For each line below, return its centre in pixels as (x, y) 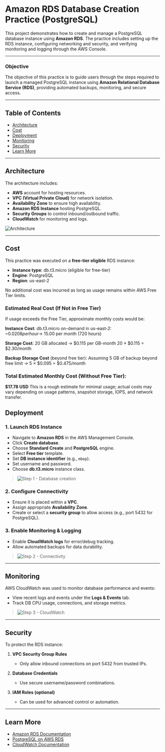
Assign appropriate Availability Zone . (50, 507)
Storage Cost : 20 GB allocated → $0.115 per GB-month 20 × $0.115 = (75, 343)
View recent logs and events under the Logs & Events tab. (71, 598)
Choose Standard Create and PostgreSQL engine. (63, 448)
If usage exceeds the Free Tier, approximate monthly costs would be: (75, 319)
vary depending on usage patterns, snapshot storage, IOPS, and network (79, 392)
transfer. (14, 397)
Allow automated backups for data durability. (57, 547)
